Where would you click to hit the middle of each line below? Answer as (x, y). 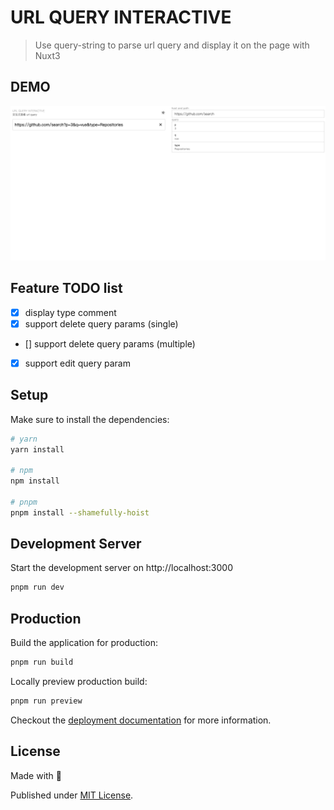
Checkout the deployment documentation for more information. (141, 720)
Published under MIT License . (72, 795)
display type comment (70, 312)
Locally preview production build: (79, 682)
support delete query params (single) (101, 323)
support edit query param (77, 363)
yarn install (37, 449)
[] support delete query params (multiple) (110, 343)
